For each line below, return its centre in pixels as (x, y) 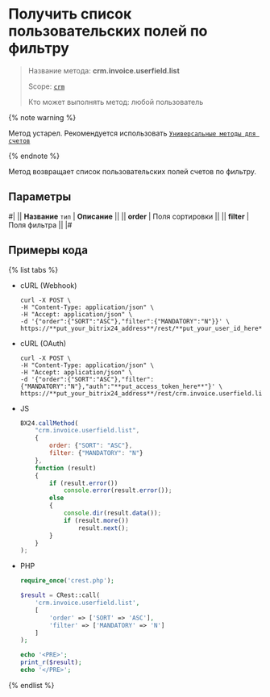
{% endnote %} (34, 156)
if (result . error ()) (84, 483)
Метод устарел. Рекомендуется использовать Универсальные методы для (132, 133)
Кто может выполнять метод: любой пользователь (116, 102)
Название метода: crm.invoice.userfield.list (104, 70)
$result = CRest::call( (60, 595)
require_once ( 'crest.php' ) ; (67, 581)
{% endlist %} (31, 685)
